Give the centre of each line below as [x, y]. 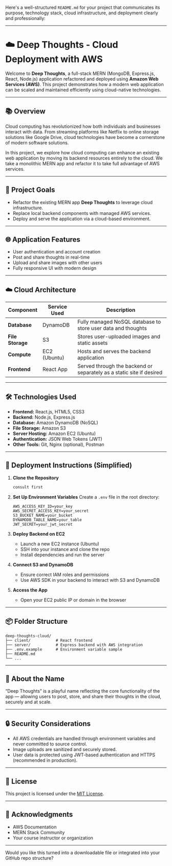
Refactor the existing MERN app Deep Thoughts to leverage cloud [83, 202]
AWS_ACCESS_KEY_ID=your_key [42, 506]
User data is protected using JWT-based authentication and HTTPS [84, 755]
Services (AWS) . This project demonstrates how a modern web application [84, 84]
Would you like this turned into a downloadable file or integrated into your [83, 852]
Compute [19, 355]
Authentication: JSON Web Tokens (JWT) [57, 439]
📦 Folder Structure [37, 622]
